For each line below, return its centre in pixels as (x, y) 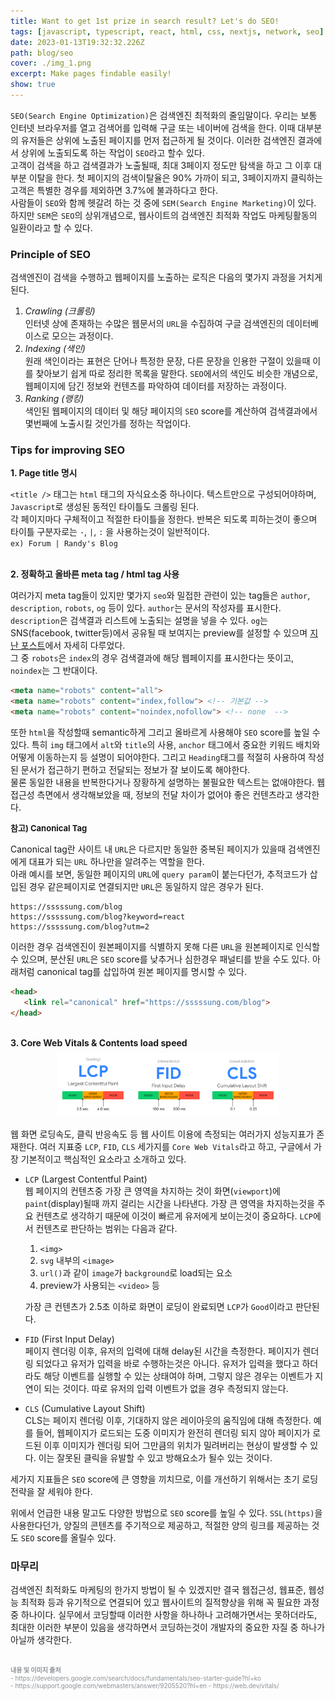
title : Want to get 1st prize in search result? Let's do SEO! (145, 21)
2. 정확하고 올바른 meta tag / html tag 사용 (95, 574)
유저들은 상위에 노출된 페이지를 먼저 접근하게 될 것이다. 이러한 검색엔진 (158, 140)
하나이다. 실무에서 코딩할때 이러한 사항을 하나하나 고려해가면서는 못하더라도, (169, 1614)
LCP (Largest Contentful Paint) (86, 1179)
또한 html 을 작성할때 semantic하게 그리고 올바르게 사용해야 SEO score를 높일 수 (165, 732)
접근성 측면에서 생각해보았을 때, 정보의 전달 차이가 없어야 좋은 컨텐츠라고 (151, 795)
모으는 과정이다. (82, 336)
